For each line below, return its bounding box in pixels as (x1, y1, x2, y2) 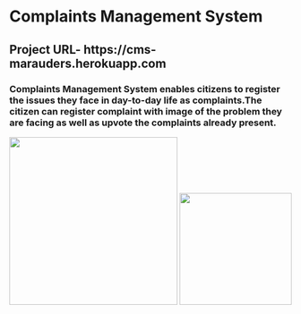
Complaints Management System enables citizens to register (9, 82, 280, 95)
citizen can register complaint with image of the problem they (9, 105, 282, 117)
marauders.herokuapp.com (9, 55, 167, 71)
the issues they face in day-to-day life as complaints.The (9, 94, 262, 106)
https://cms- (83, 42, 157, 57)
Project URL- (9, 42, 82, 57)
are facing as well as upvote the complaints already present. (9, 116, 277, 129)
